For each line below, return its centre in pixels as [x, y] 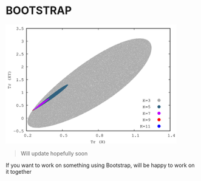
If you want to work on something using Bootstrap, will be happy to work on [100, 165]
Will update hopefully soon [54, 154]
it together [19, 172]
